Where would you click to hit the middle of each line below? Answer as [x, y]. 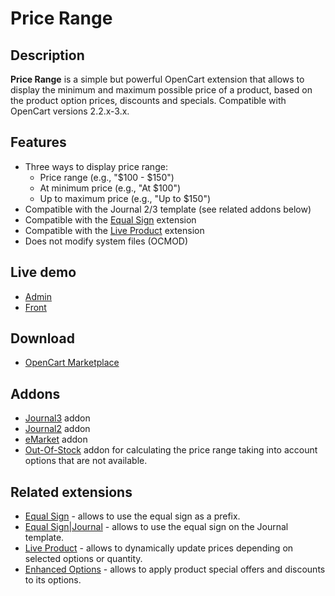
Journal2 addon [57, 429]
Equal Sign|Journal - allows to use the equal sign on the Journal [156, 527]
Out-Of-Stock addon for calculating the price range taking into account [171, 450]
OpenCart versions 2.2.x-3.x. [70, 111]
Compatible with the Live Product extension [114, 230]
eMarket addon [56, 439]
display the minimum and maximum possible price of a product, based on [161, 90]
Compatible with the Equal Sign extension [110, 219]
